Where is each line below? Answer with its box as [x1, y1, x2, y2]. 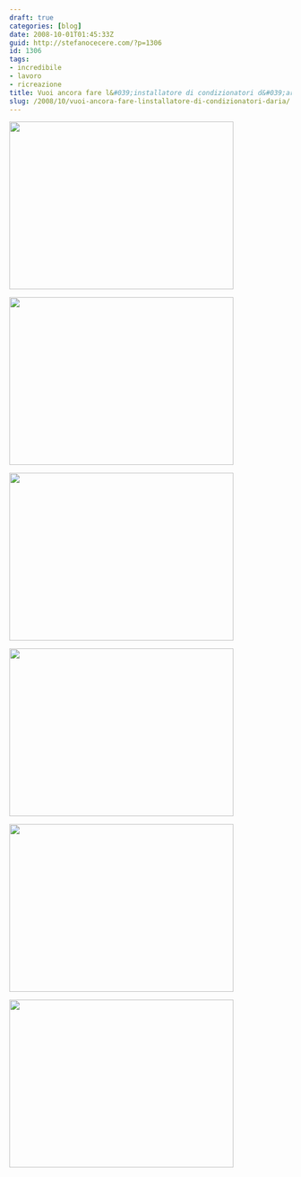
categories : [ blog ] [9, 22, 82, 31]
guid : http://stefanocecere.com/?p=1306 [9, 38, 163, 48]
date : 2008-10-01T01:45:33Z [9, 30, 115, 39]
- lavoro [9, 72, 42, 81]
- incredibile [9, 64, 63, 73]
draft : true [9, 13, 54, 22]
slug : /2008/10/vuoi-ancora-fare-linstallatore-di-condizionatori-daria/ [9, 96, 291, 106]
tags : [9, 55, 30, 64]
